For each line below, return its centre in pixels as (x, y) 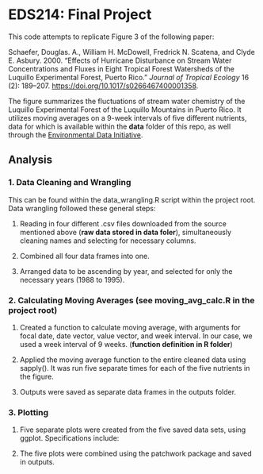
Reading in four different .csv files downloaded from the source (123, 223)
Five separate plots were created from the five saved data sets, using (133, 430)
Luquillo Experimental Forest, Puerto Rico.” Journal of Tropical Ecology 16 (129, 77)
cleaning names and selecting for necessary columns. (108, 241)
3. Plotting (29, 412)
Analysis (30, 160)
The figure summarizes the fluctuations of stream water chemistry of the (127, 101)
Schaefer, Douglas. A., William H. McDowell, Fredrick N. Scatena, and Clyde (131, 52)
